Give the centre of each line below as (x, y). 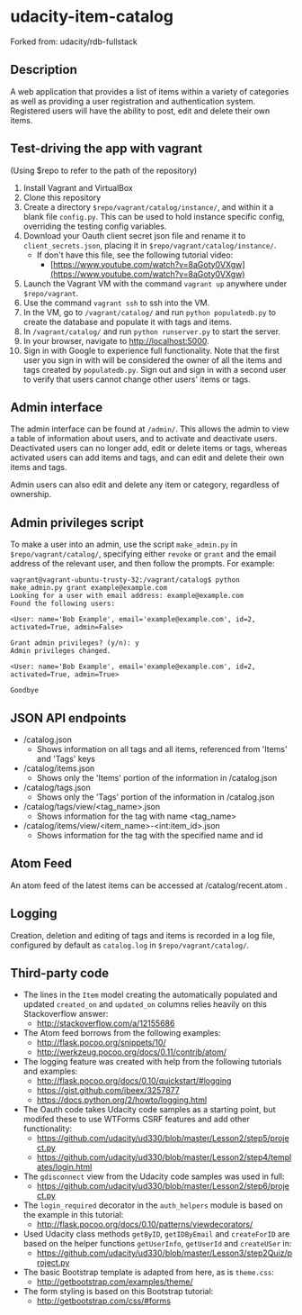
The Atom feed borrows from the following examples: (122, 1033)
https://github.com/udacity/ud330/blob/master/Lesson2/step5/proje (163, 1138)
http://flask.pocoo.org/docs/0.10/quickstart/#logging (134, 1081)
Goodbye (25, 691)
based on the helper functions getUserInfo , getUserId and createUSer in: (157, 1244)
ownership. (31, 494)
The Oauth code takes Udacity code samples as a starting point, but (149, 1110)
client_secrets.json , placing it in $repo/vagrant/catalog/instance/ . (150, 245)
